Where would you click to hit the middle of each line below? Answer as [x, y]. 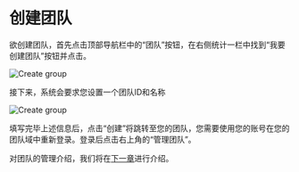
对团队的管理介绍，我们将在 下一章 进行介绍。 [91, 158]
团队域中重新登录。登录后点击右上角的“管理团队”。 [103, 139]
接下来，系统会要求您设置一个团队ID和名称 [87, 92]
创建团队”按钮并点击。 [50, 55]
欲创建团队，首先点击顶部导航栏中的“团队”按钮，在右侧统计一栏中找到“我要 [147, 45]
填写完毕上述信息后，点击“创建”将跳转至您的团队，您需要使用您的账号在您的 [149, 128]
